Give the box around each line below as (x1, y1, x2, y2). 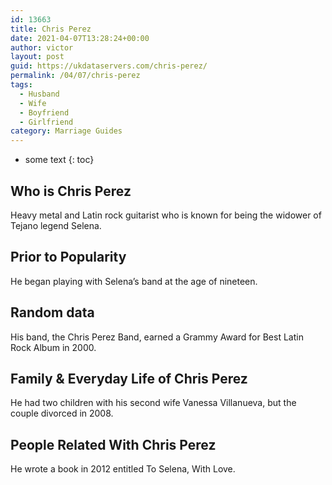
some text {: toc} (24, 154, 95, 166)
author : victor (10, 42, 74, 53)
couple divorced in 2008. (10, 407, 114, 420)
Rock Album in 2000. (10, 341, 97, 353)
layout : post (10, 52, 65, 62)
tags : (10, 80, 33, 90)
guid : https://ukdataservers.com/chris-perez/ (10, 61, 208, 71)
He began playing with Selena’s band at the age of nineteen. (10, 275, 258, 287)
